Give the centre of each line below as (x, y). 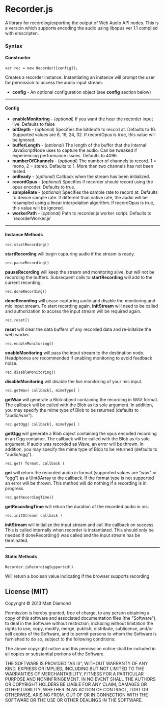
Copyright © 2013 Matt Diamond (38, 603)
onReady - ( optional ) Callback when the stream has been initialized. (81, 177)
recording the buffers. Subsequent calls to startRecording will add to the (79, 278)
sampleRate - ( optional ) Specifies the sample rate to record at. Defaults (85, 192)
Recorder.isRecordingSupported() (39, 567)
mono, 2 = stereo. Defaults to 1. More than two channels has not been (83, 166)
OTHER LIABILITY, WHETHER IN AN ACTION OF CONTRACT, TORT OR (77, 690)
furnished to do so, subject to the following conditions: (60, 639)
